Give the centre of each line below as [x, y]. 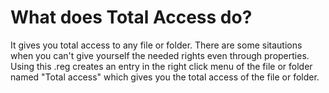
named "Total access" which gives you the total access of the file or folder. [165, 77]
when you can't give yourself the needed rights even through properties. [160, 55]
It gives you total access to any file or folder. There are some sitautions [156, 45]
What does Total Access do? [131, 17]
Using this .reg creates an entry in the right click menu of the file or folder [161, 66]
